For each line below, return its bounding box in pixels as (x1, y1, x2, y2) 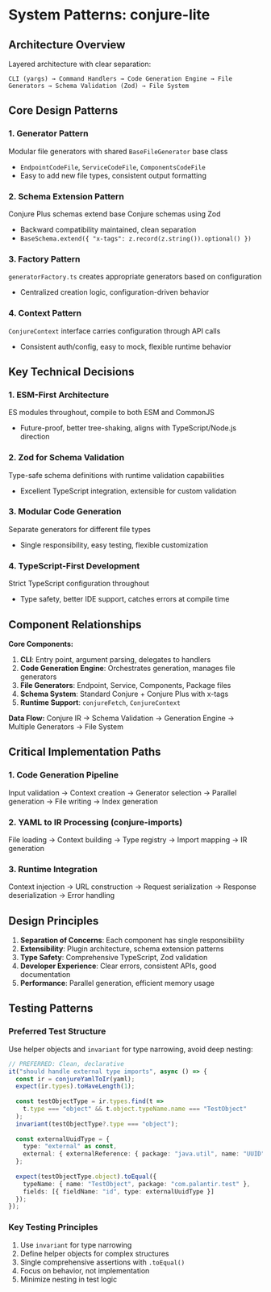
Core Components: (8, 639, 74, 648)
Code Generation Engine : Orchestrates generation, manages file (19, 663, 236, 673)
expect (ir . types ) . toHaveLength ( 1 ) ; (15, 1082, 135, 1091)
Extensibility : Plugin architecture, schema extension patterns (19, 944, 224, 954)
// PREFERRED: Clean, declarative (8, 1059, 125, 1068)
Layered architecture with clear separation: (8, 59, 152, 69)
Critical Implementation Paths (8, 745, 161, 759)
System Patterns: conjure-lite (8, 6, 211, 24)
